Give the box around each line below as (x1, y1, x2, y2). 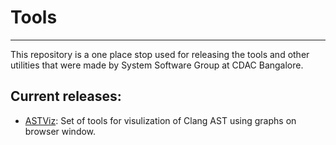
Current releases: (10, 88, 122, 105)
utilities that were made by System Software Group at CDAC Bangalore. (10, 59, 304, 71)
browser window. (24, 125, 97, 137)
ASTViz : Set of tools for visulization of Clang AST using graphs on (24, 114, 297, 126)
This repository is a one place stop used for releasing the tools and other (10, 48, 310, 60)
